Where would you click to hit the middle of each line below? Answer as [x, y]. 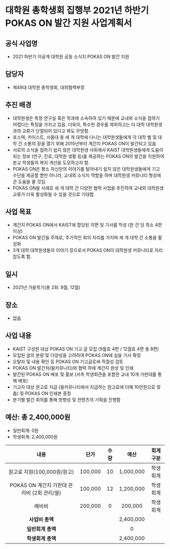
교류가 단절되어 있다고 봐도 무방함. [56, 131]
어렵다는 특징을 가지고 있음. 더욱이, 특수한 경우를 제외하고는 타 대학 [79, 124]
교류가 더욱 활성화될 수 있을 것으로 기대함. [54, 194]
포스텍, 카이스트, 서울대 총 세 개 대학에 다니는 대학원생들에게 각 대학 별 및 [84, 137]
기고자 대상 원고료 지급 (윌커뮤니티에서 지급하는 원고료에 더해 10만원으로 [84, 387]
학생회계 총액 [41, 538]
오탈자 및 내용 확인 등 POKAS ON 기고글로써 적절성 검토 [68, 362]
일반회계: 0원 [26, 430]
